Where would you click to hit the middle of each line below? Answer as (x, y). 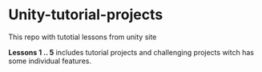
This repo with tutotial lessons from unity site (83, 37)
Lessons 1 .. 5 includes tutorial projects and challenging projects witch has (131, 52)
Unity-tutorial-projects (86, 15)
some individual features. (50, 61)
